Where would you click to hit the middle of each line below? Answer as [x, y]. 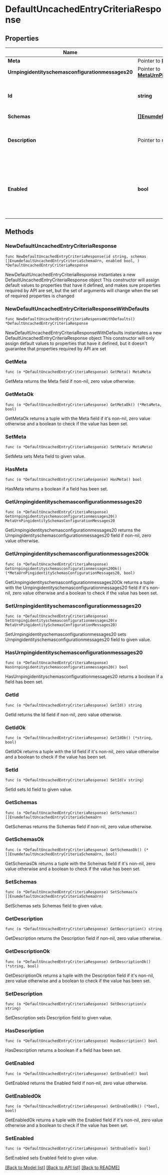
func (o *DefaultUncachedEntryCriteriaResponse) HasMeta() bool [73, 480]
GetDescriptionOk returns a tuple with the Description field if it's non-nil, [80, 975]
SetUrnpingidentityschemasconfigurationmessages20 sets [66, 635]
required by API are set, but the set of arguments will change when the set [82, 290]
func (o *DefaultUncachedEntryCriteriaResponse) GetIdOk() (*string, [79, 738]
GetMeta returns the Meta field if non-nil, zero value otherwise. [70, 381]
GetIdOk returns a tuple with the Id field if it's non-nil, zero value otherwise [82, 751]
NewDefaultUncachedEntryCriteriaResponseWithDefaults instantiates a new [83, 333]
